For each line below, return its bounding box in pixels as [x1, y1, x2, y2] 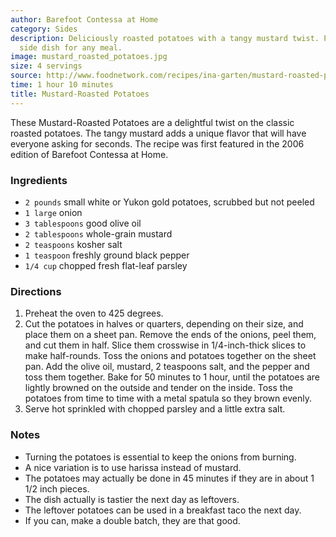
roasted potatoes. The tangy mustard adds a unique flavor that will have [10, 127, 307, 139]
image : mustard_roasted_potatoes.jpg [10, 52, 168, 62]
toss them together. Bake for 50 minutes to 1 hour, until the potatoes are [24, 371, 321, 383]
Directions [10, 284, 62, 298]
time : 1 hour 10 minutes [10, 80, 114, 90]
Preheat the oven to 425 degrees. [24, 307, 164, 320]
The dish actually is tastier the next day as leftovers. [24, 493, 240, 505]
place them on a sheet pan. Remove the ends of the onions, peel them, [24, 329, 317, 341]
